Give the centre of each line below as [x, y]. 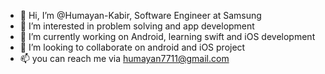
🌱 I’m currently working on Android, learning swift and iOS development [167, 36]
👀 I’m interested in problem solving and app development [137, 26]
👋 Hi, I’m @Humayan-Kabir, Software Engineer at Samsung [140, 15]
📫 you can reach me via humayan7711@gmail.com [124, 58]
